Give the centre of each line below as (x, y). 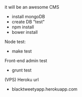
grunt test (22, 70)
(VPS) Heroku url (22, 80)
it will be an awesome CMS (32, 7)
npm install (23, 27)
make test (22, 51)
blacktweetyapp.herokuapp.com (44, 89)
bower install (25, 32)
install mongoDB (28, 16)
